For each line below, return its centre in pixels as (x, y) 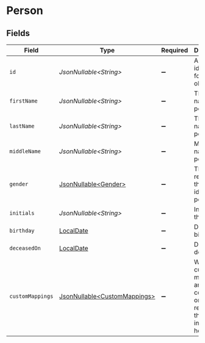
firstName (23, 101)
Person (25, 11)
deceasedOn (25, 248)
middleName (25, 151)
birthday (22, 230)
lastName (22, 126)
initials (22, 213)
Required (175, 50)
